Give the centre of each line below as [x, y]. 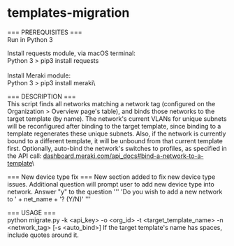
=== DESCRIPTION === [42, 96]
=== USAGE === [31, 212]
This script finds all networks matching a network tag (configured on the [111, 103]
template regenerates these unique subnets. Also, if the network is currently [117, 133]
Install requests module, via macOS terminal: [72, 53]
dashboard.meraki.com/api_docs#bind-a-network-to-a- [123, 156]
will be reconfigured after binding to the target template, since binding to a [114, 126]
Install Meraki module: [39, 75]
